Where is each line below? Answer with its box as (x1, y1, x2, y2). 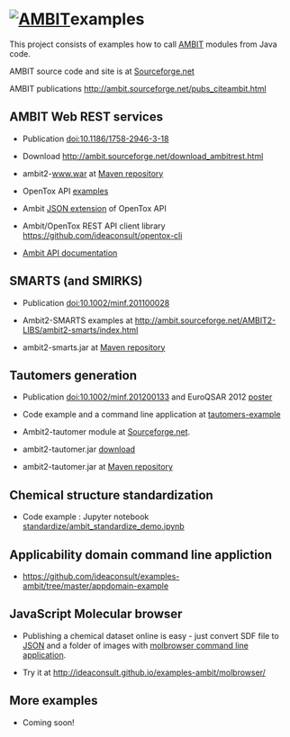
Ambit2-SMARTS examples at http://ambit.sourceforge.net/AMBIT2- (22, 315, 276, 326)
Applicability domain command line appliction (9, 547, 273, 562)
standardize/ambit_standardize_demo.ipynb (22, 521, 185, 532)
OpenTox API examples (22, 185, 109, 196)
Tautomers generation (9, 367, 138, 382)
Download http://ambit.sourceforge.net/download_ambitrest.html (22, 150, 264, 161)
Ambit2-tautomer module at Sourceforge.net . (22, 427, 191, 437)
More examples (9, 693, 98, 708)
